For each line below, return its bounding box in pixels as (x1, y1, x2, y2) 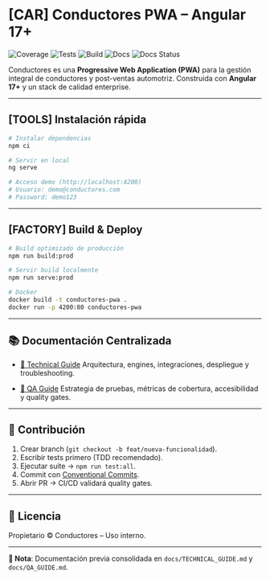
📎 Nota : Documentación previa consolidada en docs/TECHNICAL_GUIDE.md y (8, 553, 253, 564)
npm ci (8, 142, 31, 150)
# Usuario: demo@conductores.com (8, 186, 121, 194)
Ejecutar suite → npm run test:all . (19, 461, 137, 471)
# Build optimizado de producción (8, 244, 125, 253)
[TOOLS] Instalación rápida (8, 113, 147, 126)
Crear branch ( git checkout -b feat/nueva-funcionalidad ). (19, 444, 218, 454)
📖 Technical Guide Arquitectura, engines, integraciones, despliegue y (19, 360, 249, 369)
